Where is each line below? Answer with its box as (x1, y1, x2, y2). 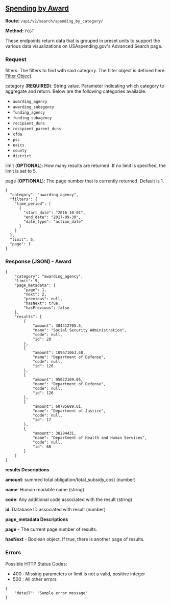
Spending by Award (5, 4, 69, 13)
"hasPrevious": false (23, 305, 70, 310)
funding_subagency (12, 115, 52, 121)
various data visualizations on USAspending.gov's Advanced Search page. (5, 43, 163, 49)
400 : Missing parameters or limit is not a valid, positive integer (12, 571, 145, 577)
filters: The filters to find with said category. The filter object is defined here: (5, 68, 166, 74)
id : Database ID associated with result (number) (5, 507, 106, 513)
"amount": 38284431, (32, 431, 77, 436)
